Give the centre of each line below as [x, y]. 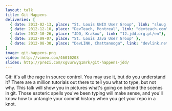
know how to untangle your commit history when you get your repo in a [81, 99]
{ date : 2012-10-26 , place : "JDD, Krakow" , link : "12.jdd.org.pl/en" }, [88, 34]
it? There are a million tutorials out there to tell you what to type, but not [81, 82]
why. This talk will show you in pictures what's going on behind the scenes [84, 88]
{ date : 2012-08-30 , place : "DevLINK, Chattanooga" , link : [74, 43]
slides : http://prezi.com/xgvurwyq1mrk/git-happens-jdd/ [67, 62]
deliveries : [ [20, 19]
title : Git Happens [26, 15]
